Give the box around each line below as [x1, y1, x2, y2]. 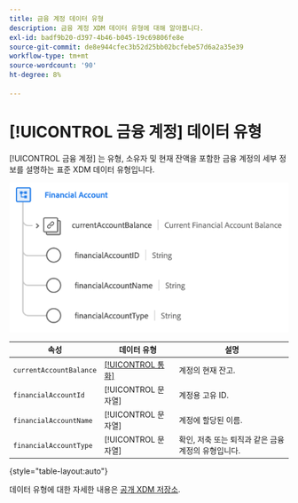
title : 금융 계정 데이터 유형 [9, 14, 105, 23]
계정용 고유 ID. [178, 389, 229, 400]
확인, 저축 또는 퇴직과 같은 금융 [178, 435, 286, 445]
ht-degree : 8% [9, 71, 62, 80]
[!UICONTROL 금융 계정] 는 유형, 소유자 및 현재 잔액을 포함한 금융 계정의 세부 [9, 153, 278, 163]
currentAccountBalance [12, 366, 98, 375]
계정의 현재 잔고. [178, 365, 236, 375]
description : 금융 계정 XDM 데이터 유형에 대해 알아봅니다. [9, 23, 204, 33]
